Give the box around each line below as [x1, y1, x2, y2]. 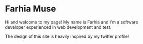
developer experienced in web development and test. [5, 24, 111, 30]
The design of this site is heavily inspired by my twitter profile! [5, 33, 129, 39]
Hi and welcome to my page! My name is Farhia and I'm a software [5, 19, 138, 25]
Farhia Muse [5, 3, 56, 14]
